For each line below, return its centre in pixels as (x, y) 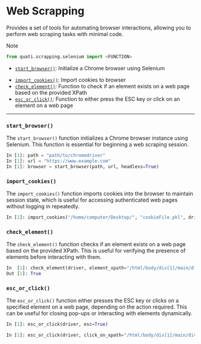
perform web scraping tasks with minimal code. (65, 34)
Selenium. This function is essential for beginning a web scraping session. (98, 145)
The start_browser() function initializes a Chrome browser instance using (97, 138)
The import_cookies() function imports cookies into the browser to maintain (100, 194)
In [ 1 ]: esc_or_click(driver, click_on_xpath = (65, 335)
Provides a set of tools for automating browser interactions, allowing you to (99, 28)
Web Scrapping (45, 11)
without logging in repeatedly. (43, 207)
